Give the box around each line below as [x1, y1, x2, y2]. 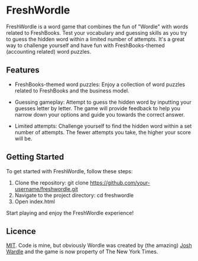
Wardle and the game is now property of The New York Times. [6, 248, 158, 255]
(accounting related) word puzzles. [6, 48, 92, 55]
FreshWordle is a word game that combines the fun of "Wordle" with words [6, 23, 189, 30]
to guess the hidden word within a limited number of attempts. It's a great [6, 35, 185, 42]
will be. [14, 135, 33, 142]
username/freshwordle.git [14, 185, 79, 192]
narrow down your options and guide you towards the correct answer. [14, 111, 185, 118]
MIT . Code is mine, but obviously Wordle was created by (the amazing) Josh [6, 242, 192, 249]
